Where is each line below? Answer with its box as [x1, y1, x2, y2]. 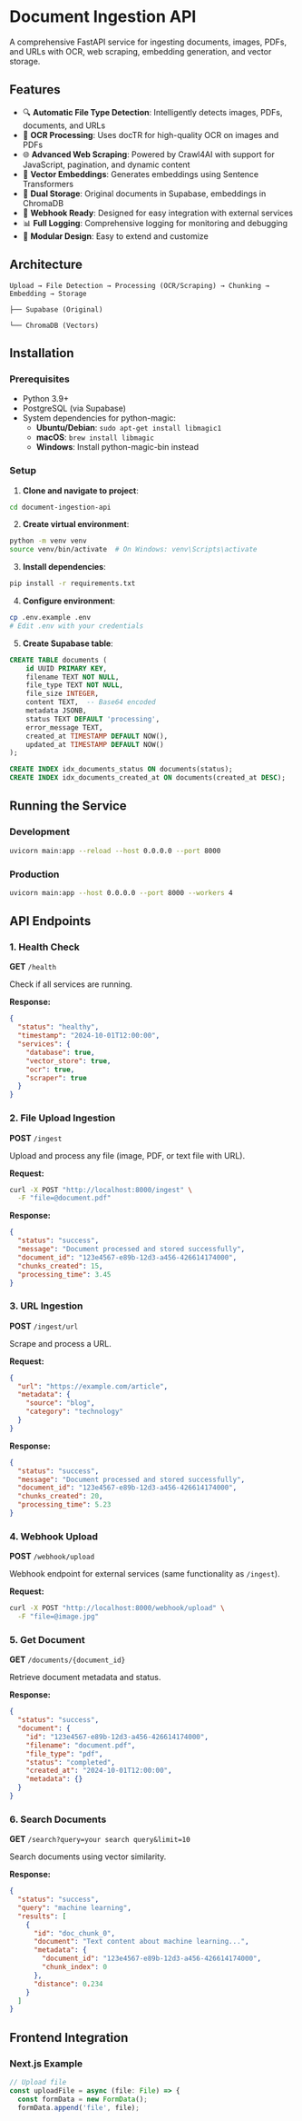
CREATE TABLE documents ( [9, 655, 107, 664]
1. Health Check [9, 941, 80, 953]
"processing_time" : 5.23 [17, 1500, 112, 1509]
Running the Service [9, 798, 127, 814]
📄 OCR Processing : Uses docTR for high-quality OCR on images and [22, 129, 279, 140]
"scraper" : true [25, 1073, 88, 1082]
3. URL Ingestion [9, 1299, 83, 1312]
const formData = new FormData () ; [17, 2095, 148, 2104]
